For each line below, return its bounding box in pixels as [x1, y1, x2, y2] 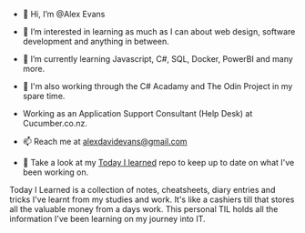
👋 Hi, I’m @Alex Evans [22, 9, 106, 19]
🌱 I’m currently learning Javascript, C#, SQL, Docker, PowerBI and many [22, 54, 293, 64]
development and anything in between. [22, 36, 170, 46]
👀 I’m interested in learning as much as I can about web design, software [22, 26, 296, 36]
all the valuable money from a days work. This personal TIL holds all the [9, 204, 279, 214]
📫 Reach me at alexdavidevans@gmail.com [22, 137, 188, 147]
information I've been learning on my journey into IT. [9, 214, 207, 224]
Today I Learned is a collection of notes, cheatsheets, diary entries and [9, 185, 276, 195]
